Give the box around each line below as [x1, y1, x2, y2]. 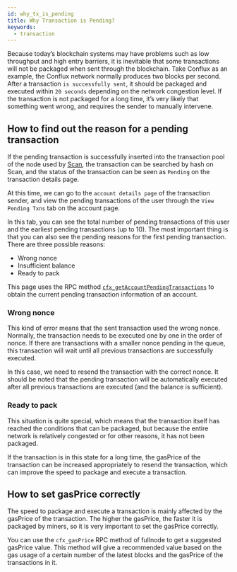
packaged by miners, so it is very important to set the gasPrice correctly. [7, 522, 219, 531]
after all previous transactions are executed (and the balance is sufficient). [7, 383, 224, 391]
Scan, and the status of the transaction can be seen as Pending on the [7, 168, 210, 176]
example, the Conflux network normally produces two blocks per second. [7, 72, 221, 81]
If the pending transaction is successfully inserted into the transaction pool [7, 153, 225, 161]
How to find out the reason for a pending [7, 122, 189, 135]
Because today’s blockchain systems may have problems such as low [7, 50, 209, 58]
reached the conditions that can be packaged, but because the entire [7, 424, 209, 433]
